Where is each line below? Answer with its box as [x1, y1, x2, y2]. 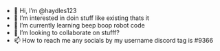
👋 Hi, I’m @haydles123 [13, 7, 77, 14]
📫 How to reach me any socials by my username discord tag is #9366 [13, 37, 214, 44]
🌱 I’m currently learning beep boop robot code [13, 21, 146, 29]
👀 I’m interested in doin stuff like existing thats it [13, 14, 150, 22]
